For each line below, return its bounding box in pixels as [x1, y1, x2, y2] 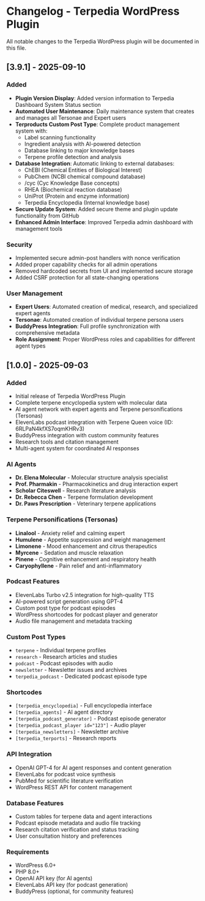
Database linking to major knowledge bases [24, 146, 135, 154]
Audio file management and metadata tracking [15, 617, 133, 625]
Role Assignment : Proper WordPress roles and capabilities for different [15, 336, 196, 343]
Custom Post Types [6, 633, 66, 641]
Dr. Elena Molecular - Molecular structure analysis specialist [15, 474, 168, 482]
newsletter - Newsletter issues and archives [15, 666, 127, 674]
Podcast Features [6, 577, 60, 586]
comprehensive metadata [15, 329, 80, 337]
